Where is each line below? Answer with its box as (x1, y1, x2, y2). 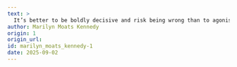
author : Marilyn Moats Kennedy (7, 23, 99, 30)
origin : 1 (7, 29, 37, 37)
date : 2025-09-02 (7, 50, 59, 57)
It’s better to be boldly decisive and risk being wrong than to (13, 17, 210, 24)
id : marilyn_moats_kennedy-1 (7, 43, 93, 50)
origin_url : (7, 36, 42, 43)
